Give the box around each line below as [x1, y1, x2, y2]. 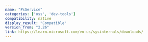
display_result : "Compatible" [5, 20, 67, 26]
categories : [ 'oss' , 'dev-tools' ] [5, 12, 76, 16]
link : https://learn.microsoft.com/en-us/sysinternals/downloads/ [5, 29, 144, 34]
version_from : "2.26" [5, 25, 49, 30]
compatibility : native [5, 16, 51, 21]
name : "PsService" [5, 7, 43, 12]
